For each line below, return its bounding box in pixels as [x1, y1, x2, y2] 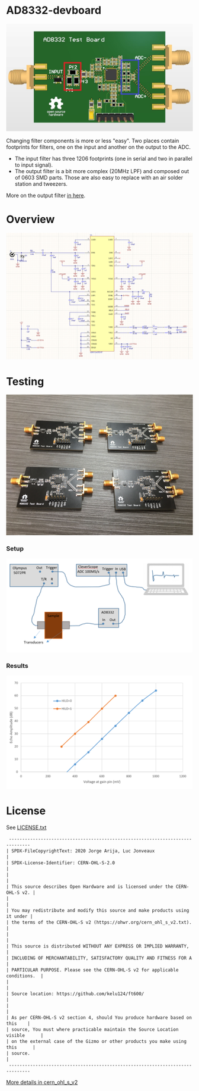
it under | [6, 913, 33, 920]
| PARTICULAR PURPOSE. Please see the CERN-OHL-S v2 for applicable [6, 967, 179, 973]
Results [6, 662, 28, 670]
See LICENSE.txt [6, 824, 47, 831]
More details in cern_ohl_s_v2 [6, 1079, 78, 1086]
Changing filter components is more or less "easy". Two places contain [6, 137, 179, 144]
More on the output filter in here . [6, 192, 86, 199]
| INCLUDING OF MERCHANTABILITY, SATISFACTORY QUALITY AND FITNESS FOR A [6, 955, 192, 961]
